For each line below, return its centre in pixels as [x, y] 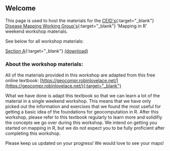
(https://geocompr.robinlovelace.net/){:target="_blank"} [63, 86]
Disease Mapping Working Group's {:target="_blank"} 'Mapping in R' [76, 26]
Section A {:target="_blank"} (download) [47, 51]
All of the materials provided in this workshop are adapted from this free [80, 75]
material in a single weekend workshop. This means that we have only [78, 101]
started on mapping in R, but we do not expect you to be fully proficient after [85, 128]
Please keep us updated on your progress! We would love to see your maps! [84, 143]
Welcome [20, 8]
